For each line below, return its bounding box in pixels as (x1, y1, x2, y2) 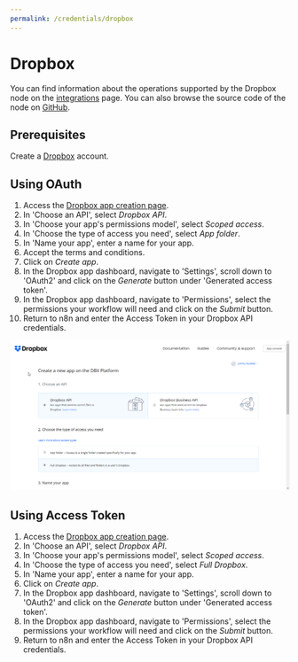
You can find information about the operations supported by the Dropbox (10, 82, 277, 93)
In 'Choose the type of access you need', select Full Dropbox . (22, 559, 248, 571)
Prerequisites (10, 127, 86, 142)
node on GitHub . (10, 102, 70, 113)
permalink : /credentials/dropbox (10, 14, 134, 23)
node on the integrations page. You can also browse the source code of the (10, 92, 286, 103)
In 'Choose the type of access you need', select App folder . (22, 229, 240, 239)
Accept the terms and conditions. (22, 247, 145, 258)
